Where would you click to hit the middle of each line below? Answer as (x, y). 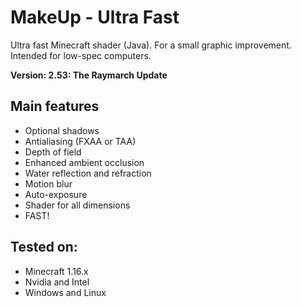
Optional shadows (62, 130)
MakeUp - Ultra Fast (95, 17)
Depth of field (53, 152)
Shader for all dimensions (77, 205)
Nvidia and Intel (57, 282)
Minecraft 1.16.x (56, 271)
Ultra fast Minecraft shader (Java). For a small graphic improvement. (151, 45)
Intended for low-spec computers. (81, 55)
